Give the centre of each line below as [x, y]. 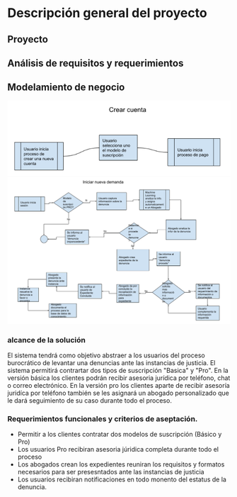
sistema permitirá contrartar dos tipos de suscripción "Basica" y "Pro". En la [118, 370]
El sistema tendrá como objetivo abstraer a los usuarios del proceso [106, 355]
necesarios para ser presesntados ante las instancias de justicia [111, 472]
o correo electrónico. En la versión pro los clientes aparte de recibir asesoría [118, 385]
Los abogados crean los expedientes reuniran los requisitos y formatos [121, 464]
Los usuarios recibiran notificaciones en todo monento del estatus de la [122, 479]
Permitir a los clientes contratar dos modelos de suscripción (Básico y [120, 435]
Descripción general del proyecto [107, 13]
